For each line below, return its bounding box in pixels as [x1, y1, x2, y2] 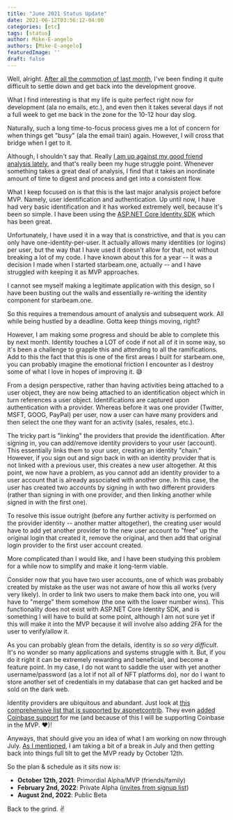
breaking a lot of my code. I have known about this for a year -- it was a [7, 253, 212, 261]
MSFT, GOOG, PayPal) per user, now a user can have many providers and [7, 410, 218, 418]
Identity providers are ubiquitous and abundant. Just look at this [7, 698, 191, 707]
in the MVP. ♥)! [7, 720, 52, 729]
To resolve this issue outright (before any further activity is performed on [7, 511, 216, 519]
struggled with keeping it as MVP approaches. [7, 267, 140, 276]
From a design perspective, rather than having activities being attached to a [7, 381, 224, 389]
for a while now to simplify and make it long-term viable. [7, 562, 168, 570]
